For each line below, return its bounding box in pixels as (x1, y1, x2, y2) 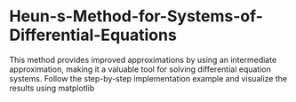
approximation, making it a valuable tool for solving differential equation (9, 64, 271, 75)
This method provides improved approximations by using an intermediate (9, 54, 277, 65)
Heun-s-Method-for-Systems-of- (9, 6, 264, 27)
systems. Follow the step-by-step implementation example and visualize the (9, 73, 287, 83)
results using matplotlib (9, 82, 95, 93)
